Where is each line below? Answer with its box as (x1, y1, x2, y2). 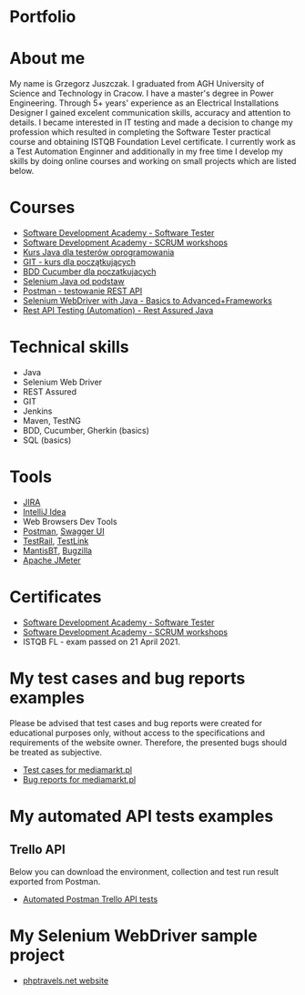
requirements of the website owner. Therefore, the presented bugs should (9, 736, 287, 748)
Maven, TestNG (22, 415, 82, 426)
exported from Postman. (9, 876, 101, 887)
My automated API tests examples (9, 806, 274, 826)
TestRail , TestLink (22, 535, 89, 546)
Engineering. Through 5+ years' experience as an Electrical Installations (9, 97, 280, 108)
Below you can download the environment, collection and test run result (9, 866, 280, 877)
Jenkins (22, 405, 53, 416)
